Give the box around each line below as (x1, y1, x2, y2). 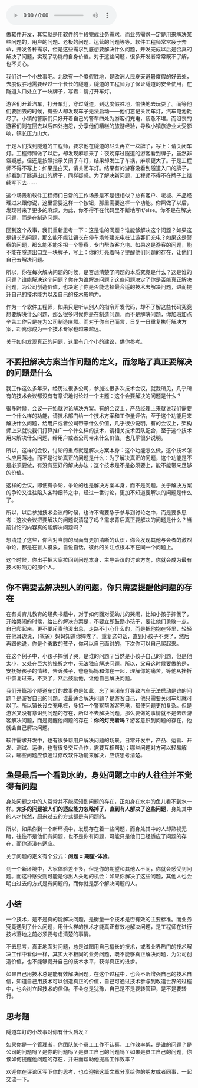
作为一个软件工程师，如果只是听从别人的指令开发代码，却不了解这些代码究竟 (6, 304, 192, 310)
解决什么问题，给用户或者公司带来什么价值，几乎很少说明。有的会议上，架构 (6, 419, 192, 426)
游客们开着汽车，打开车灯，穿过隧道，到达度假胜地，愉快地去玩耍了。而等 (6, 100, 187, 107)
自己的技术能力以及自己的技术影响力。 (11, 291, 104, 298)
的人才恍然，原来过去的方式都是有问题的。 (6, 813, 110, 820)
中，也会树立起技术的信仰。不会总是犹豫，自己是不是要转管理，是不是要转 (6, 985, 187, 992)
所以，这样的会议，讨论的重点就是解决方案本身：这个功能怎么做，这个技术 (6, 447, 187, 454)
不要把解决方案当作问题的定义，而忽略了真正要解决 (6, 357, 192, 367)
